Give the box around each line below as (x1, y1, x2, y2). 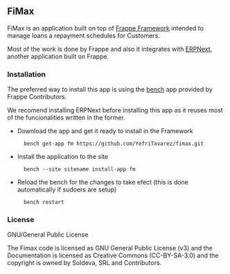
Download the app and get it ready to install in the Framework (17, 127, 193, 135)
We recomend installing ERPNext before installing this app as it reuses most (7, 106, 223, 114)
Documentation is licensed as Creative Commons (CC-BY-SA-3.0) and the (7, 251, 219, 259)
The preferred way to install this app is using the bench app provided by (7, 85, 213, 94)
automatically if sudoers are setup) (17, 185, 117, 194)
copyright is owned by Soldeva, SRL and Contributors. (7, 259, 162, 267)
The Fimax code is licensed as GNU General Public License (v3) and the (7, 244, 213, 252)
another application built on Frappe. (7, 52, 109, 60)
